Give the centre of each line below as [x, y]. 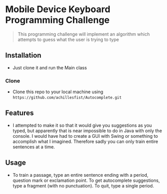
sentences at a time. [34, 147]
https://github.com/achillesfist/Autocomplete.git [67, 98]
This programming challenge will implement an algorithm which [84, 34]
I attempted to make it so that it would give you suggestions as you [82, 125]
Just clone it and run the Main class [50, 67]
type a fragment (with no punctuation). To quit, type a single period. [83, 185]
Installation [23, 55]
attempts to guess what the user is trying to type [68, 40]
